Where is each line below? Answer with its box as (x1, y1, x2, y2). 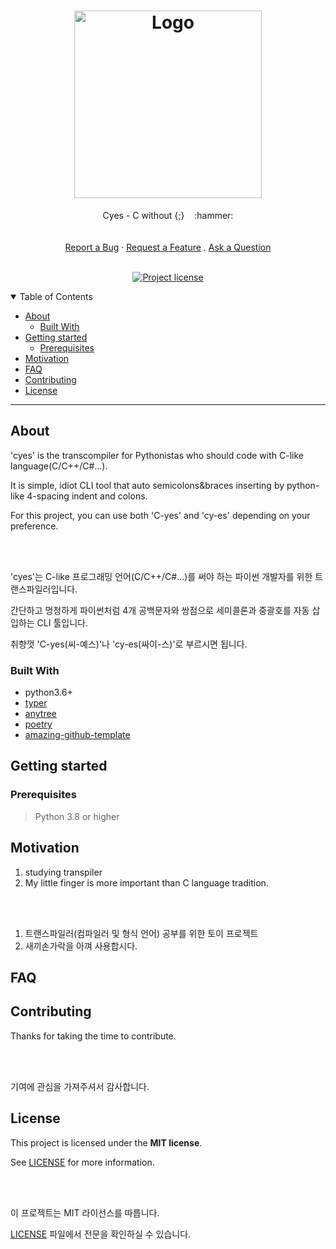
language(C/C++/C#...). (10, 460, 108, 472)
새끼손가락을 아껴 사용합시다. (24, 940, 138, 952)
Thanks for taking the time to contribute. (10, 1030, 177, 1042)
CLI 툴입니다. (36, 616, 88, 629)
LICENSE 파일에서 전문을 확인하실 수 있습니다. (10, 1228, 192, 1240)
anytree (24, 708, 57, 720)
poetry (24, 718, 53, 730)
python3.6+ (24, 686, 73, 699)
